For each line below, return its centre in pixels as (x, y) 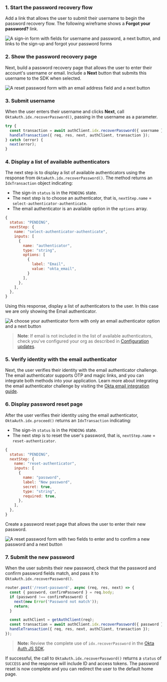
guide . (12, 391)
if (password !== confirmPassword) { (49, 597)
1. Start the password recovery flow (49, 7)
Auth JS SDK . (31, 648)
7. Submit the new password (40, 557)
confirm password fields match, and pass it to (52, 573)
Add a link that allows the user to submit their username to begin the (75, 18)
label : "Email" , (48, 264)
